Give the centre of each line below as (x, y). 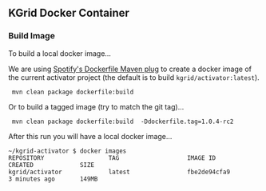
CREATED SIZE (51, 165)
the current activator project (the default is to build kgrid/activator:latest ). (134, 77)
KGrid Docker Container (69, 13)
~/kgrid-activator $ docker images (67, 151)
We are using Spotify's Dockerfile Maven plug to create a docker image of (130, 69)
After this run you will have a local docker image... (90, 136)
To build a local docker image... (60, 53)
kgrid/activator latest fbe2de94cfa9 (119, 172)
